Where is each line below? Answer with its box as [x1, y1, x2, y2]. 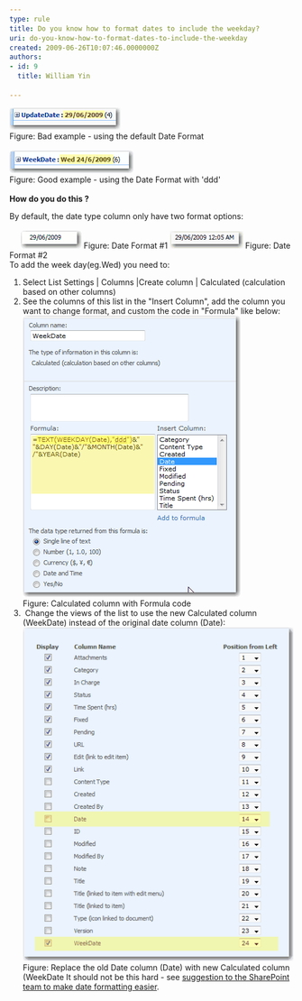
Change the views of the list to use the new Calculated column [24, 607, 257, 618]
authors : [9, 52, 42, 62]
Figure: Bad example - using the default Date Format [9, 131, 205, 142]
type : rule [9, 14, 50, 23]
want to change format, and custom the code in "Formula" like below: [22, 305, 281, 316]
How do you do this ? [9, 193, 89, 204]
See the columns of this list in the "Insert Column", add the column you [22, 296, 286, 307]
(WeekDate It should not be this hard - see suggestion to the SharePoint [22, 972, 290, 983]
